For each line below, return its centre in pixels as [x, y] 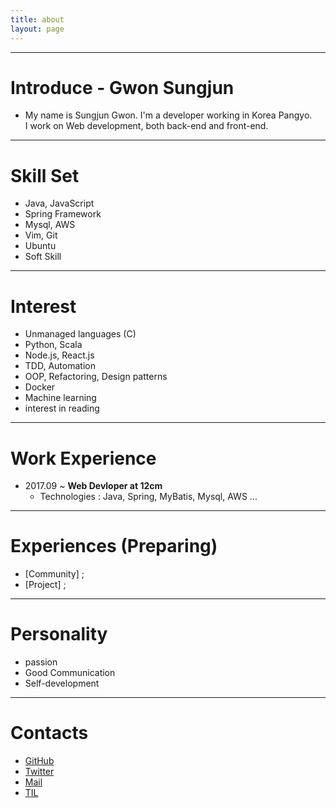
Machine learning [60, 398]
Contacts [49, 733]
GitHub [39, 761]
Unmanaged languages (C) [80, 334]
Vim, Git [41, 235]
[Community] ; [54, 574]
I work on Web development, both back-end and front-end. [146, 126]
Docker [40, 387]
